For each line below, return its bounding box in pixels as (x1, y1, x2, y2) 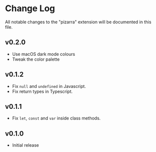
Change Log (5, 3, 55, 14)
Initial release (12, 142, 39, 148)
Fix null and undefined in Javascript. (12, 83, 86, 89)
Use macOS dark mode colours (12, 51, 76, 57)
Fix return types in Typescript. (12, 88, 73, 94)
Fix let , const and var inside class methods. (12, 115, 101, 121)
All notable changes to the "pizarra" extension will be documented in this (5, 19, 152, 25)
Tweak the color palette (12, 56, 60, 62)
